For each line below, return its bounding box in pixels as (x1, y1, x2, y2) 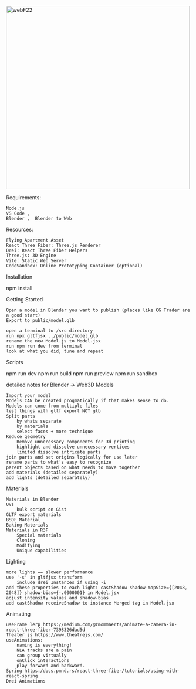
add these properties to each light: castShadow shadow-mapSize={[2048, (6, 585, 188, 590)
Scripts (6, 359, 23, 365)
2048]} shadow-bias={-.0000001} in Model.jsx (6, 590, 119, 596)
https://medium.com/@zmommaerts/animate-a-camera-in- (43, 622, 177, 627)
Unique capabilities (16, 548, 67, 554)
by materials (16, 423, 49, 429)
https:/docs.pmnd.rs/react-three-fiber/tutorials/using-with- (24, 668, 180, 674)
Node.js (6, 205, 25, 211)
